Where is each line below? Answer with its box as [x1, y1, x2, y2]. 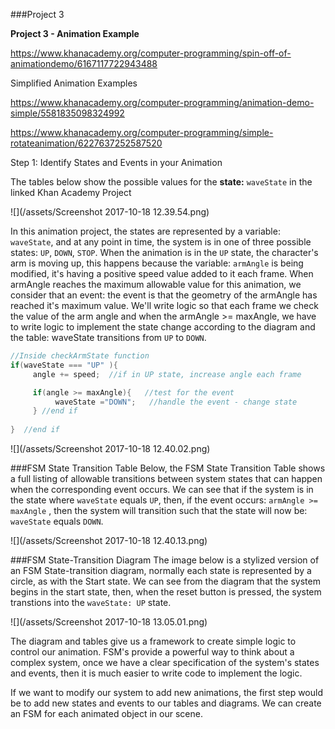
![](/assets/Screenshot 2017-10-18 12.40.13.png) [10, 535, 208, 546]
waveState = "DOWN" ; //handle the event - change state [54, 397, 298, 407]
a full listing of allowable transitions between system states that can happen [10, 473, 323, 484]
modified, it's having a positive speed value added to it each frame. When [10, 268, 314, 279]
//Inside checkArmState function [10, 351, 150, 361]
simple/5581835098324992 [10, 107, 125, 119]
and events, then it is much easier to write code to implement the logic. [10, 667, 303, 679]
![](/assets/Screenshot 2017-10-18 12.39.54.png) [10, 206, 210, 218]
